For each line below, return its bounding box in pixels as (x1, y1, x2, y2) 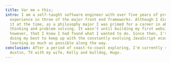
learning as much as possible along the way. (10, 41, 108, 46)
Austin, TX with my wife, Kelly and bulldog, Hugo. (10, 50, 122, 55)
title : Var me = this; (5, 7, 53, 13)
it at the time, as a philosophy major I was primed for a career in (10, 21, 160, 27)
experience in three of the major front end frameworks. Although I (10, 17, 158, 22)
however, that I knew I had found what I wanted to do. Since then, (10, 31, 158, 36)
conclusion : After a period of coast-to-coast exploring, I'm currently (5, 45, 163, 50)
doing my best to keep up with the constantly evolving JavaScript (10, 36, 156, 41)
